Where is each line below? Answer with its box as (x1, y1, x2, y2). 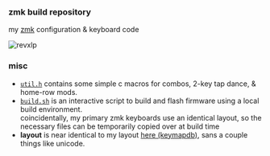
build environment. (19, 104, 83, 114)
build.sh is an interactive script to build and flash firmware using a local (19, 96, 260, 105)
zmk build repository (8, 6, 91, 18)
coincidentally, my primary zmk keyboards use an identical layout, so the (19, 113, 262, 122)
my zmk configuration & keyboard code (8, 25, 139, 35)
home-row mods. (19, 87, 78, 96)
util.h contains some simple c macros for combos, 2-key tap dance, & (19, 79, 256, 88)
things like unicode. (19, 138, 85, 148)
